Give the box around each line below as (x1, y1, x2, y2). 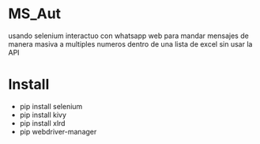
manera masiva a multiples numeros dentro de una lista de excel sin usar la (8, 39, 253, 48)
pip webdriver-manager (19, 127, 97, 136)
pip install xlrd (19, 118, 66, 127)
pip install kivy (19, 110, 67, 119)
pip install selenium (19, 101, 83, 111)
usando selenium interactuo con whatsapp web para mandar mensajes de (8, 31, 249, 40)
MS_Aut (8, 5, 62, 23)
